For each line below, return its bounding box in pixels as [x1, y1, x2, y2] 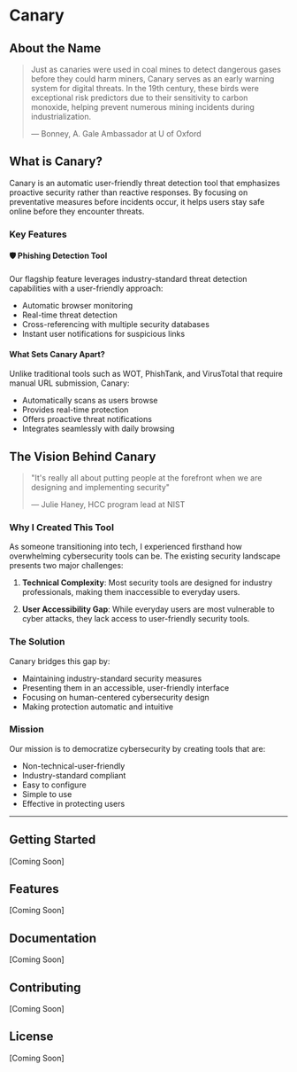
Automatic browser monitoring [21, 300, 133, 310]
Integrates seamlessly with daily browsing [21, 423, 175, 434]
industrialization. [30, 112, 91, 121]
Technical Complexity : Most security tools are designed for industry [21, 577, 273, 588]
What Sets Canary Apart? [9, 348, 105, 359]
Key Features [9, 228, 68, 240]
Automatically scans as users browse [21, 395, 158, 406]
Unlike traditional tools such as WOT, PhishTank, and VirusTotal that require [9, 369, 283, 380]
